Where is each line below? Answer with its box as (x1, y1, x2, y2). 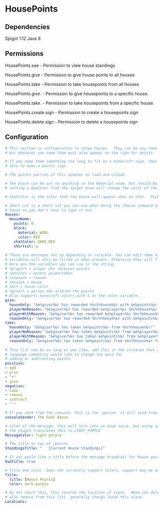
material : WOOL (17, 230, 49, 235)
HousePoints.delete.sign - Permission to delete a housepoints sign (5, 119, 138, 125)
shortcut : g (14, 244, 38, 248)
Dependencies (5, 23, 50, 31)
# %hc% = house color (5, 284, 49, 289)
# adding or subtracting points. (5, 357, 73, 361)
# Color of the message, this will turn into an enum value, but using (5, 424, 153, 428)
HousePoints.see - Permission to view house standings (5, 62, 115, 68)
